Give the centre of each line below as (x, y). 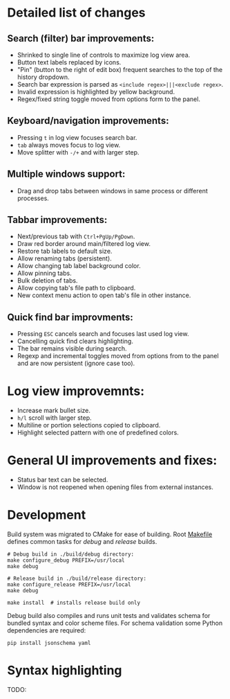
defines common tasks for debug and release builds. (82, 542)
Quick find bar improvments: (70, 317)
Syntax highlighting (65, 671)
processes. (33, 198)
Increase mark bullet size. (54, 411)
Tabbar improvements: (57, 220)
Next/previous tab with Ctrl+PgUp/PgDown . (76, 236)
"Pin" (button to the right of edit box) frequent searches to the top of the (120, 70)
